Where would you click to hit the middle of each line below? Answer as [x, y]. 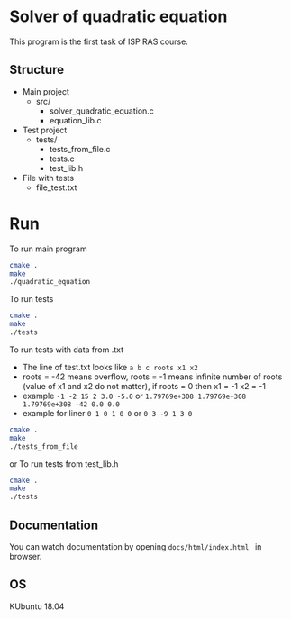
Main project [46, 91]
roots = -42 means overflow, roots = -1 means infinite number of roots [152, 377]
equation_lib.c [75, 120]
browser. [26, 556]
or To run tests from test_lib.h [64, 464]
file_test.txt [56, 187]
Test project [45, 130]
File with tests [48, 178]
